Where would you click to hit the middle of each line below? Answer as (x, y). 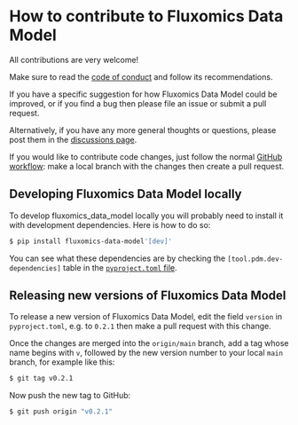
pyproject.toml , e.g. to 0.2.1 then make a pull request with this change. (141, 327)
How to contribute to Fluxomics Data (146, 16)
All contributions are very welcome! (74, 59)
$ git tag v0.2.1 (41, 379)
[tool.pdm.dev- (255, 259)
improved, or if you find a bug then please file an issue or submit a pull (138, 103)
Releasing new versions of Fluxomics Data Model (148, 296)
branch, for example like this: (62, 362)
